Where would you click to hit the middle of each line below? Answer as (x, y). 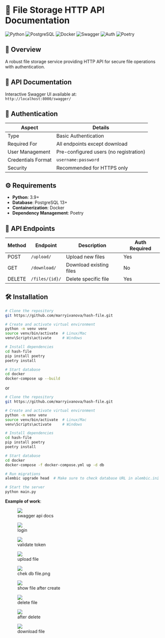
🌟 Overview (23, 49)
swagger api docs (36, 516)
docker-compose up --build (33, 379)
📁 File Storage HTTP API (55, 10)
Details (101, 128)
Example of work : (23, 501)
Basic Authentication (80, 136)
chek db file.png (34, 574)
